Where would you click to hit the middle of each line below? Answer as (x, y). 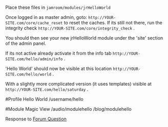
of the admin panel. (26, 43)
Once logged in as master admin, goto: (46, 17)
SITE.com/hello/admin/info (34, 59)
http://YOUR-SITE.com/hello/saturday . (47, 89)
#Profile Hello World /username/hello (44, 99)
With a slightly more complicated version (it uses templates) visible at (79, 84)
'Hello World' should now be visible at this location (59, 69)
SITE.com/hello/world (28, 74)
